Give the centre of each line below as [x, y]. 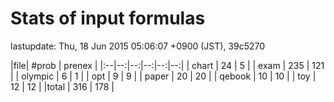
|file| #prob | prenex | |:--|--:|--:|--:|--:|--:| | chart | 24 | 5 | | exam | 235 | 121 [167, 65]
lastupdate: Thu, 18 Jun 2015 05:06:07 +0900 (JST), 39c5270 [138, 46]
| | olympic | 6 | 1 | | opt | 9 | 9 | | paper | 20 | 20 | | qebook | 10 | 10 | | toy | [163, 76]
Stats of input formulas [108, 18]
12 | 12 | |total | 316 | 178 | [62, 86]
